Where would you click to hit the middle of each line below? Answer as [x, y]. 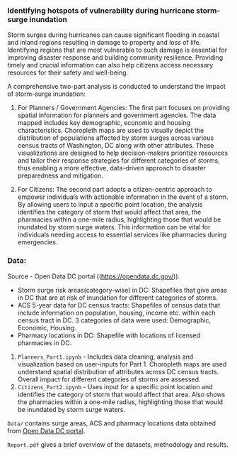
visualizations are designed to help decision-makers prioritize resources [123, 153]
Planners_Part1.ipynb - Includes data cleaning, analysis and [105, 357]
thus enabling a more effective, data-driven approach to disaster [112, 168]
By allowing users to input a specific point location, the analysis [110, 205]
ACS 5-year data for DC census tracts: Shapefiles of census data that [119, 305]
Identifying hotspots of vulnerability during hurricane [101, 11]
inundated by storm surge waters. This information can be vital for [114, 227]
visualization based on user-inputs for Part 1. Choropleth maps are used [122, 364]
